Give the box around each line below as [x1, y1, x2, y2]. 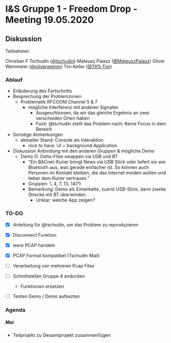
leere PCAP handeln [12, 242, 55, 248]
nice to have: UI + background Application [28, 142, 118, 149]
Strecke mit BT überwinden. [28, 192, 87, 198]
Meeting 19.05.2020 [5, 14, 94, 26]
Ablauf [5, 76, 23, 83]
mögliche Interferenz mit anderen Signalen [28, 104, 119, 110]
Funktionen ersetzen [20, 283, 64, 289]
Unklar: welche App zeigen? [35, 197, 96, 203]
